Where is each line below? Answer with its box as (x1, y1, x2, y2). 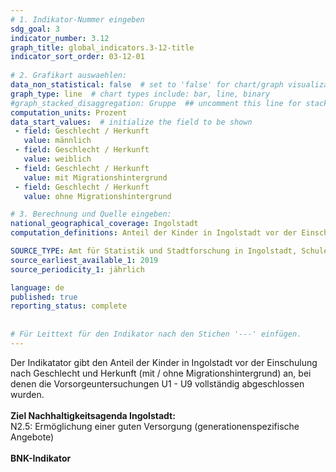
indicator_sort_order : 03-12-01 (10, 52, 145, 62)
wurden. (10, 388, 45, 400)
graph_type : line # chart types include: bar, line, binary (10, 89, 271, 99)
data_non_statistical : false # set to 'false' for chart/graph (10, 80, 284, 90)
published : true (10, 292, 78, 302)
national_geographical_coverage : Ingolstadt (10, 219, 199, 229)
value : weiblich (23, 154, 92, 164)
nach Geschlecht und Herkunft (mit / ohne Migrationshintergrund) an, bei (10, 367, 312, 379)
